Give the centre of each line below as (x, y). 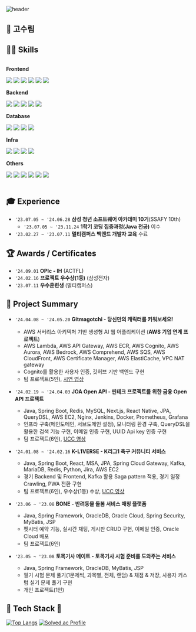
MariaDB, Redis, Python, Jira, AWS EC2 (71, 469)
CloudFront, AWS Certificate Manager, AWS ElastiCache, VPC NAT (104, 358)
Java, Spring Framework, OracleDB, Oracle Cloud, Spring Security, (104, 515)
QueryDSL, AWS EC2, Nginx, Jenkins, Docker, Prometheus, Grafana (106, 417)
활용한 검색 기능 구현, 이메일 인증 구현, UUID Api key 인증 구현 (95, 431)
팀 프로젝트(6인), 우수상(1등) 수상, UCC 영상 (74, 491)
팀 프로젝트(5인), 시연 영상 (54, 379)
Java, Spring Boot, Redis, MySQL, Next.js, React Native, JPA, (97, 411)
